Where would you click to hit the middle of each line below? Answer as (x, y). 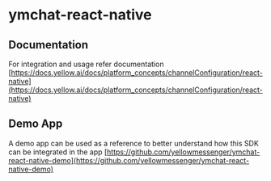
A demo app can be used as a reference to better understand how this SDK (133, 143)
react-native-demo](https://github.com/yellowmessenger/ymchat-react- (129, 160)
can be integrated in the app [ (58, 152)
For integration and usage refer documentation (86, 64)
